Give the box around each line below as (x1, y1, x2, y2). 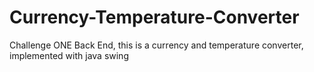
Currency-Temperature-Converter (9, 6, 300, 29)
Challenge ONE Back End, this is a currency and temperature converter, (9, 39, 304, 51)
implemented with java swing (9, 49, 129, 61)
